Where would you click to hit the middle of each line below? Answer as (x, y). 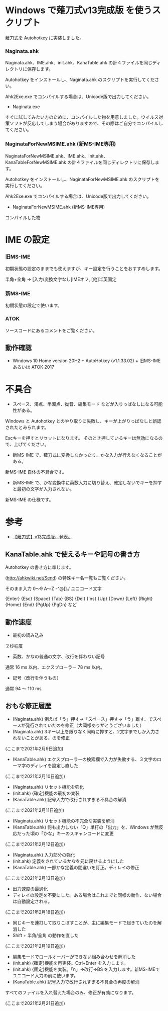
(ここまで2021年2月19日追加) (35, 946)
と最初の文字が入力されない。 (43, 489)
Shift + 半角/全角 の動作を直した (45, 935)
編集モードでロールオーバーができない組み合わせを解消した (74, 957)
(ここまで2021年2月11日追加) (35, 810)
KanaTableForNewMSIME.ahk (36, 162)
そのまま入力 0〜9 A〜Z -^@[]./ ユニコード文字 (53, 588)
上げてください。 (31, 444)
